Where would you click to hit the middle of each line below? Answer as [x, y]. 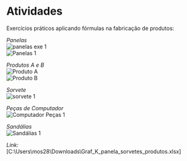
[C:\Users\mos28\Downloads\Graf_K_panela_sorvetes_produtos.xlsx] [94, 151]
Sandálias [19, 126]
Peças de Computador [35, 108]
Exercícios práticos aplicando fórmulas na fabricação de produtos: [90, 28]
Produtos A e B [25, 65]
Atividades [35, 11]
